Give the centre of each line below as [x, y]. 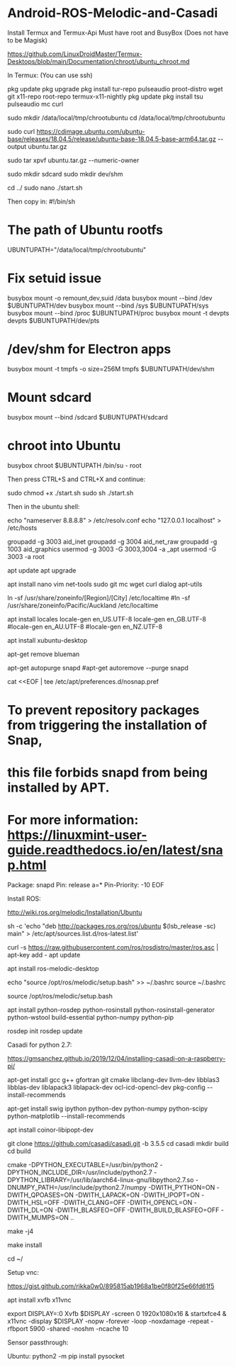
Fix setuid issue [54, 279]
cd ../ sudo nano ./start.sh [45, 187]
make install [25, 1244]
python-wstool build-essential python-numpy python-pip [91, 1017]
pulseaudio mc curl [35, 103]
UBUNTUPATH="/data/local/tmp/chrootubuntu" [77, 249]
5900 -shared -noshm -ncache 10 [79, 1328]
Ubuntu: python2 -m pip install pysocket [66, 1356]
